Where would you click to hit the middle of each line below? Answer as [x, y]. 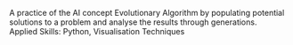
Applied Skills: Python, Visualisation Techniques [97, 31]
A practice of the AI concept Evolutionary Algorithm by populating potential [147, 13]
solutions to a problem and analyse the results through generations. [133, 22]
